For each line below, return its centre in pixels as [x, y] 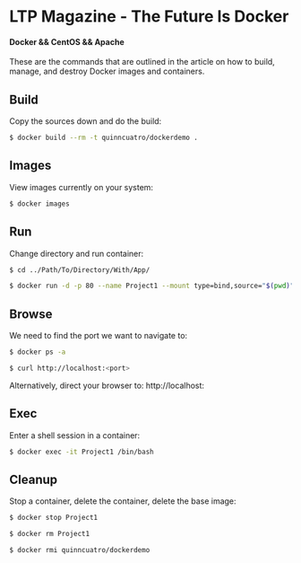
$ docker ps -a [38, 352]
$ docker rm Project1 [50, 534]
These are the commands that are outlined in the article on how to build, [142, 62]
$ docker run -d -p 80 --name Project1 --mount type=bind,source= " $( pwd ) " [152, 286]
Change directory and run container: [77, 253]
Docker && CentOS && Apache [67, 41]
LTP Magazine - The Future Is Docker [149, 17]
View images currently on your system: [82, 187]
